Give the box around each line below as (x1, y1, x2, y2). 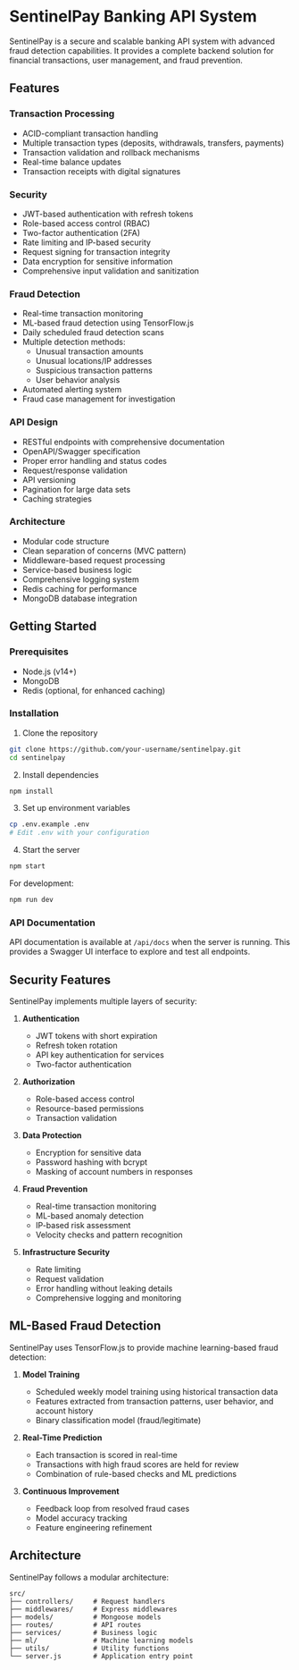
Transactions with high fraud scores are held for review (35, 1459, 239, 1470)
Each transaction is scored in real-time (35, 1449, 179, 1460)
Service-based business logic (21, 564, 132, 575)
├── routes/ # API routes (9, 1620, 142, 1629)
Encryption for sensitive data (35, 1147, 142, 1159)
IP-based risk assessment (35, 1220, 131, 1231)
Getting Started (9, 619, 97, 634)
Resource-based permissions (35, 1103, 145, 1114)
